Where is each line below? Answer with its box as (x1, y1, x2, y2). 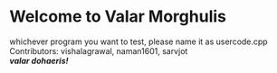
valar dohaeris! (9, 55, 69, 66)
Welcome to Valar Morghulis (9, 6, 226, 27)
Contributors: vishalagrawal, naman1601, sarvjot (9, 45, 188, 56)
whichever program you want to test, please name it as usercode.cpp (9, 36, 269, 47)
